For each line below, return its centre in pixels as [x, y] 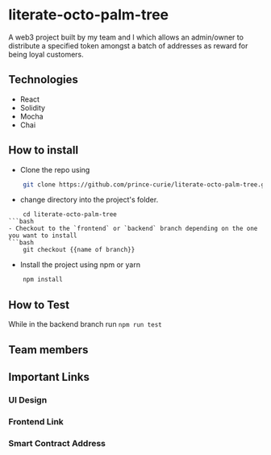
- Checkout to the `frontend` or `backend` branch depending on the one [133, 229]
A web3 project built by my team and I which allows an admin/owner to [126, 37]
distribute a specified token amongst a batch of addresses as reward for [128, 45]
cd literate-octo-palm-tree [70, 215]
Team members [48, 350]
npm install [43, 280]
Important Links [49, 377]
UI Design [28, 399]
